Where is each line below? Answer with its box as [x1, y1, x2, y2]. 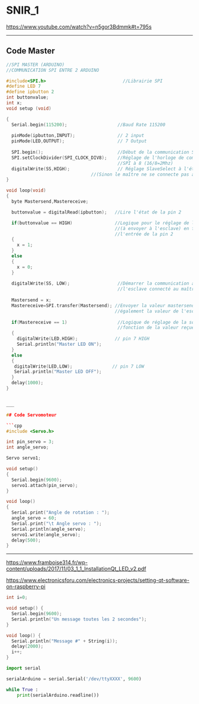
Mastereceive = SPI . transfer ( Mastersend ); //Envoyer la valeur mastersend [11, 302, 195, 308]
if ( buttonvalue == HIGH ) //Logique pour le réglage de [11, 220, 190, 226]
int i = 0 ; [6, 594, 28, 601]
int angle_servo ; [6, 444, 49, 451]
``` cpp [6, 422, 23, 429]
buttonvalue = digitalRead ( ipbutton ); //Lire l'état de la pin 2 [11, 209, 182, 215]
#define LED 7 [6, 84, 41, 90]
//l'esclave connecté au [117, 286, 179, 292]
